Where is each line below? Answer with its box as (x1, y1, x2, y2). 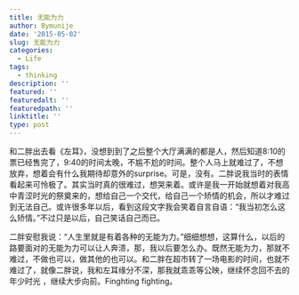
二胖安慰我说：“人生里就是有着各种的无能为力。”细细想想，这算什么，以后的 (9, 232, 286, 242)
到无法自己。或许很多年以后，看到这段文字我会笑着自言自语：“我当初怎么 (9, 202, 279, 211)
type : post (9, 121, 50, 130)
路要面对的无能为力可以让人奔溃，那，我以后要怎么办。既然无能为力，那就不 (9, 243, 290, 253)
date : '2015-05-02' (9, 29, 82, 38)
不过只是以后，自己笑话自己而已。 (39, 212, 166, 223)
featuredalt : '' (9, 95, 69, 105)
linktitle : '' (9, 112, 62, 121)
